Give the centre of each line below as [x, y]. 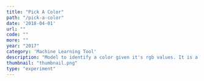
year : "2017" [23, 46]
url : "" [16, 29]
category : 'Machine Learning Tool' [52, 52]
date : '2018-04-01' [31, 23]
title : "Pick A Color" [35, 12]
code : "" [17, 35]
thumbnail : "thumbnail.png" [42, 63]
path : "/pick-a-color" [35, 18]
